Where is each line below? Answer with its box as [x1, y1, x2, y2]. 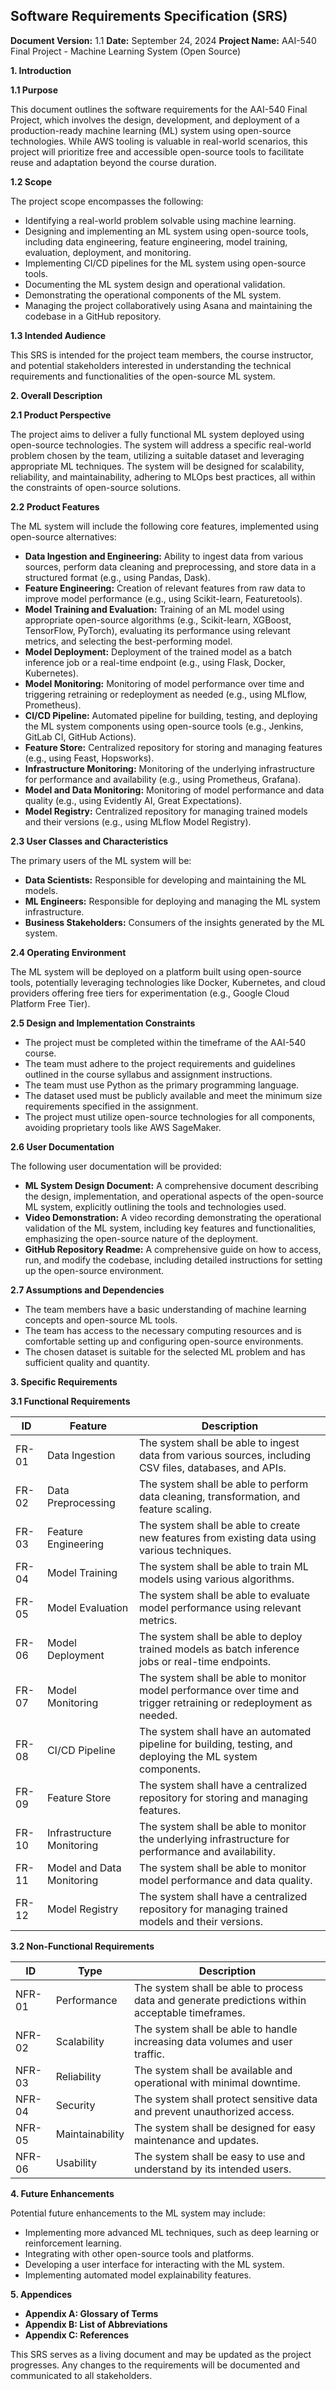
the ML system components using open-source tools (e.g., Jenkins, [24, 720, 304, 732]
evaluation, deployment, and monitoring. [24, 246, 192, 258]
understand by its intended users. [134, 2162, 292, 2176]
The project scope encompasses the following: [10, 195, 204, 207]
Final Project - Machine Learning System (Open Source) [10, 45, 242, 57]
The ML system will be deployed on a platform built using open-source [10, 965, 302, 978]
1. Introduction [10, 64, 72, 76]
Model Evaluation [46, 1600, 129, 1614]
